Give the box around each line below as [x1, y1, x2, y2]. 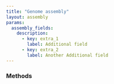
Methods [6, 72, 32, 80]
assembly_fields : [11, 25, 54, 31]
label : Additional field [27, 42, 88, 48]
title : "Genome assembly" [6, 8, 69, 15]
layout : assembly [6, 14, 49, 20]
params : [6, 19, 25, 25]
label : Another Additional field [27, 52, 109, 58]
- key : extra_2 [21, 47, 59, 53]
